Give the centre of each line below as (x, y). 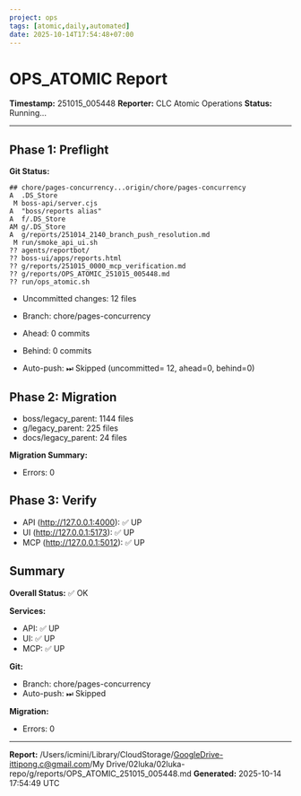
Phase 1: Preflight (59, 149)
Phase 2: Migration (63, 397)
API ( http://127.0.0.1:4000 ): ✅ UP (82, 522)
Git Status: (30, 171)
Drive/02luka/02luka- (146, 764)
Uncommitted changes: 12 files (79, 299)
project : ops (34, 17)
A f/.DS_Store (38, 219)
